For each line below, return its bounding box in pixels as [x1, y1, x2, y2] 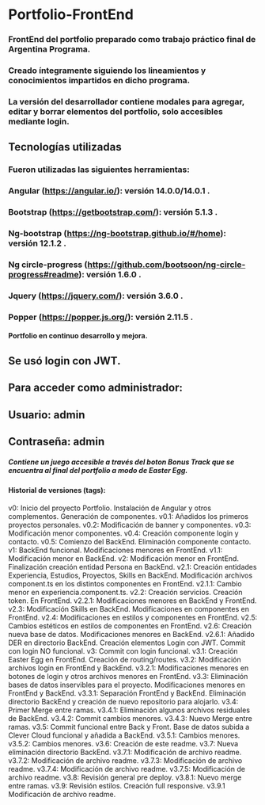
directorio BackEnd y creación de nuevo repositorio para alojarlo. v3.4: [8, 696, 239, 706]
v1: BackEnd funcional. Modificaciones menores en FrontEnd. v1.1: [8, 545, 223, 555]
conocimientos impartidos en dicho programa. [8, 75, 191, 86]
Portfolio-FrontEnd [8, 6, 134, 24]
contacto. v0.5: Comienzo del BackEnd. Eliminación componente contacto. [8, 536, 252, 546]
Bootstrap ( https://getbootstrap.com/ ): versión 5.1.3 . [8, 207, 218, 218]
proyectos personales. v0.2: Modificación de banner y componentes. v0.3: [8, 520, 252, 529]
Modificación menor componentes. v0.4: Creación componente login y [8, 528, 239, 538]
